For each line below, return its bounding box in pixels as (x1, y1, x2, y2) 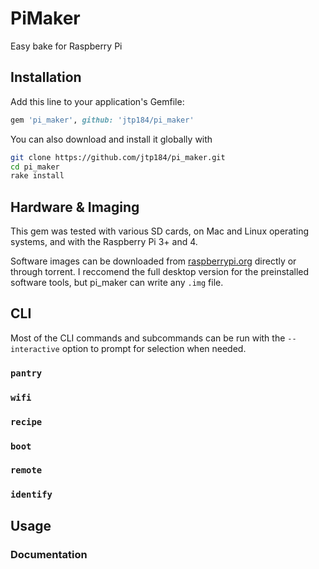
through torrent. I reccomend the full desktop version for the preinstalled (10, 266, 310, 278)
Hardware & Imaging (10, 198, 140, 216)
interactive (10, 344, 60, 354)
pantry (10, 367, 43, 379)
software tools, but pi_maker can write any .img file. (10, 277, 224, 289)
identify (10, 489, 53, 501)
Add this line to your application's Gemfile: (10, 95, 185, 107)
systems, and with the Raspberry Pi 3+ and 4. (10, 236, 198, 248)
